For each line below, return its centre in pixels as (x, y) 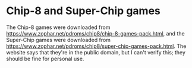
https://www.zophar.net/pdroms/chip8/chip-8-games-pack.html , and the (96, 33)
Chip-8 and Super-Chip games (83, 11)
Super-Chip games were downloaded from (59, 40)
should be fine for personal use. (45, 59)
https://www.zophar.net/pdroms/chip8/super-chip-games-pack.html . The (96, 46)
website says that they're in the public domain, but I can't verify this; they (96, 52)
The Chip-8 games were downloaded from (58, 27)
